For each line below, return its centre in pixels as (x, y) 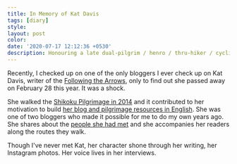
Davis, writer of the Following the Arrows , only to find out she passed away (116, 80)
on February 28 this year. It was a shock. (66, 88)
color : (17, 40)
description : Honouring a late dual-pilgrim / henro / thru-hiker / (110, 53)
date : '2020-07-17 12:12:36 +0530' (60, 46)
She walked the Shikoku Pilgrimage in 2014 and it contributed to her (106, 101)
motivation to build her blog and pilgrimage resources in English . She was (114, 109)
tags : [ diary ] (28, 20)
